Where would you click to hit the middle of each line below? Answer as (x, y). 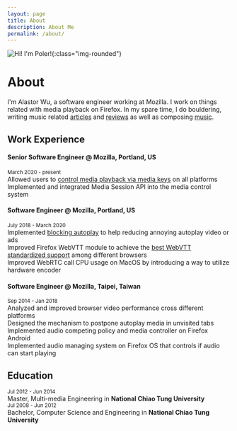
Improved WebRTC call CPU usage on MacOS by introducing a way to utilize (118, 262)
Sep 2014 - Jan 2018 (33, 301)
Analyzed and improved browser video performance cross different (105, 308)
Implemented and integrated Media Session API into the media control (109, 186)
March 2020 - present (34, 172)
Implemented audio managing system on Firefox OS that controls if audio (114, 346)
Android (19, 338)
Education (30, 375)
